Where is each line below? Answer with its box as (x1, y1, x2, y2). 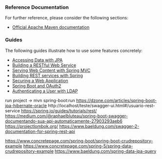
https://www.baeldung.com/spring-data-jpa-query (54, 148, 157, 154)
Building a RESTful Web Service (12, 62, 77, 68)
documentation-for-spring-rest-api (5, 128, 76, 134)
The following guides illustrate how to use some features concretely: (5, 48, 143, 53)
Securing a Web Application (12, 77, 68, 84)
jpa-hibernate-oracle (5, 103, 47, 108)
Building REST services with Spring (12, 72, 83, 78)
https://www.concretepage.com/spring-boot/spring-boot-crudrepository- (5, 138, 153, 143)
